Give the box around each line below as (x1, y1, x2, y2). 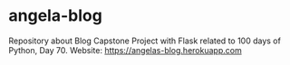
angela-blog (8, 5, 103, 26)
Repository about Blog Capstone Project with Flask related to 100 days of (8, 35, 282, 46)
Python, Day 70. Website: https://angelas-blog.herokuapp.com (8, 44, 242, 55)
